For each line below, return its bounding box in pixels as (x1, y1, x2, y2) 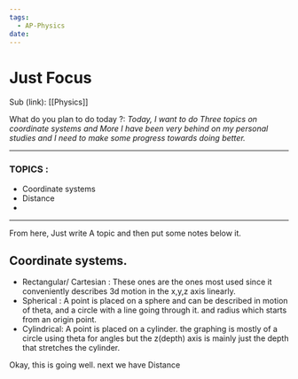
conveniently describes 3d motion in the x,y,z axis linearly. (21, 286, 237, 297)
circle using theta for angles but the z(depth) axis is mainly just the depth (21, 333, 289, 344)
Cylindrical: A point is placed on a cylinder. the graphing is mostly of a (21, 324, 278, 335)
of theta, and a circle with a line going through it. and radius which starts (21, 305, 287, 315)
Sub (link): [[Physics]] (9, 97, 89, 107)
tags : (9, 12, 29, 22)
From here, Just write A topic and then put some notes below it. (9, 228, 242, 238)
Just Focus (9, 67, 92, 88)
